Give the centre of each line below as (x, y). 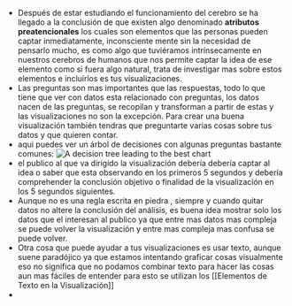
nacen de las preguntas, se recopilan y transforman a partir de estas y (146, 107)
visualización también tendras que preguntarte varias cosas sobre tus (145, 126)
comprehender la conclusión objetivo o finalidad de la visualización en (146, 182)
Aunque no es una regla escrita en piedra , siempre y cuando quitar (140, 201)
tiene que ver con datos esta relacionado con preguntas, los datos (138, 97)
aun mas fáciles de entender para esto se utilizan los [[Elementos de (142, 276)
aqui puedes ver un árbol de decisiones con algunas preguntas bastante (150, 144)
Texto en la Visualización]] (66, 285)
